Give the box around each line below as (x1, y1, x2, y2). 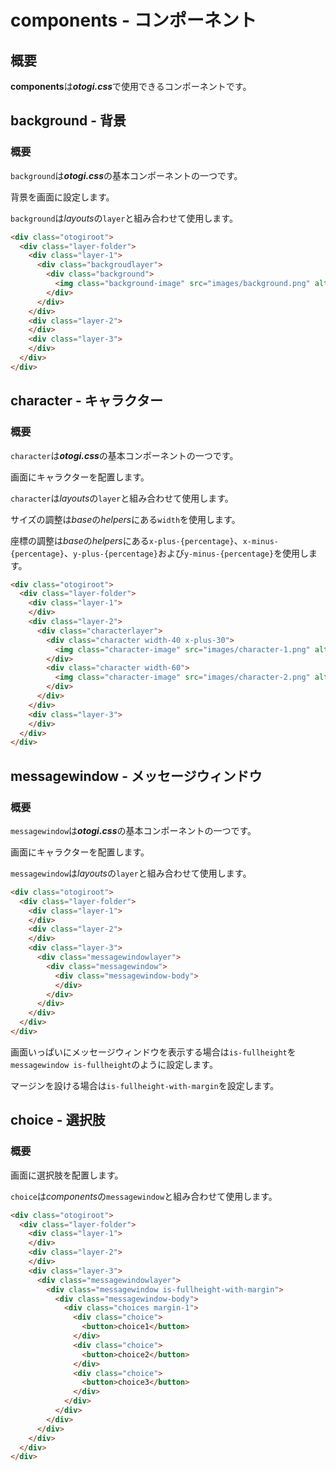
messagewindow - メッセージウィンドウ (10, 767, 263, 785)
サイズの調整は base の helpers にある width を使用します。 (10, 513, 241, 525)
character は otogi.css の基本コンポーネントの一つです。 (10, 449, 239, 461)
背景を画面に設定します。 (10, 191, 115, 203)
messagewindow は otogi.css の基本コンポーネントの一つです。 (10, 824, 257, 836)
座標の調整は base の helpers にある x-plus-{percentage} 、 (10, 534, 243, 546)
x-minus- (242, 536, 279, 546)
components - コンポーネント (10, 9, 257, 32)
